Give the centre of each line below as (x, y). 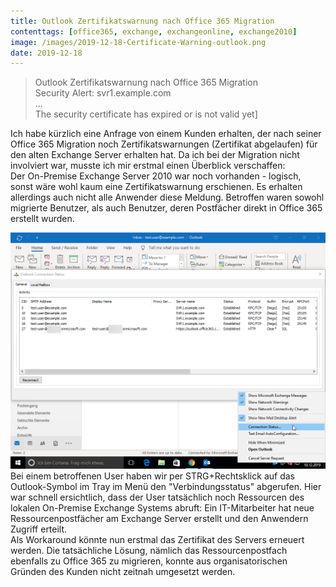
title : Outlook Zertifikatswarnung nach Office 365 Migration (142, 21)
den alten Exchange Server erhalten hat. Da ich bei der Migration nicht (155, 155)
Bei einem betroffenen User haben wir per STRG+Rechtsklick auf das (152, 476)
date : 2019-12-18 (46, 53)
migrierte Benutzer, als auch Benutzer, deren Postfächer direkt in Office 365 (166, 208)
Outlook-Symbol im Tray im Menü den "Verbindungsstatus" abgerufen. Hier (166, 487)
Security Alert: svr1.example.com (103, 93)
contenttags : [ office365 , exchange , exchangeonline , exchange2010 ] (154, 31)
